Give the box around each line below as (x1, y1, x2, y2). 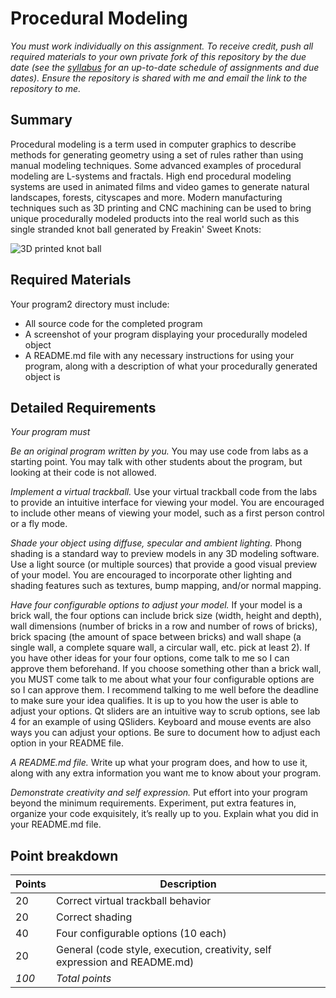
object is (24, 370, 61, 382)
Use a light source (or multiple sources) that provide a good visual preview (10, 558, 318, 571)
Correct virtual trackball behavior (56, 894, 212, 908)
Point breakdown (10, 847, 119, 864)
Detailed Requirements (10, 399, 157, 416)
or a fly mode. (10, 518, 68, 530)
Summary (10, 112, 73, 129)
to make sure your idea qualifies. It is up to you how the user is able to (10, 695, 299, 707)
